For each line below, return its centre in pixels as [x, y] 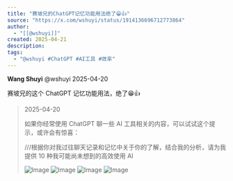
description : [26, 46]
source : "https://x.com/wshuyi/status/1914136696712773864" [96, 20]
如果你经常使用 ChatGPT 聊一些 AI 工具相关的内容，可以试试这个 [117, 123]
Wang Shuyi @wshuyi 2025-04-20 [58, 79]
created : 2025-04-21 [37, 40]
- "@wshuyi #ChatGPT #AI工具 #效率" [65, 59]
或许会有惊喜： [58, 132]
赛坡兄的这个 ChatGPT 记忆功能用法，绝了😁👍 [74, 93]
